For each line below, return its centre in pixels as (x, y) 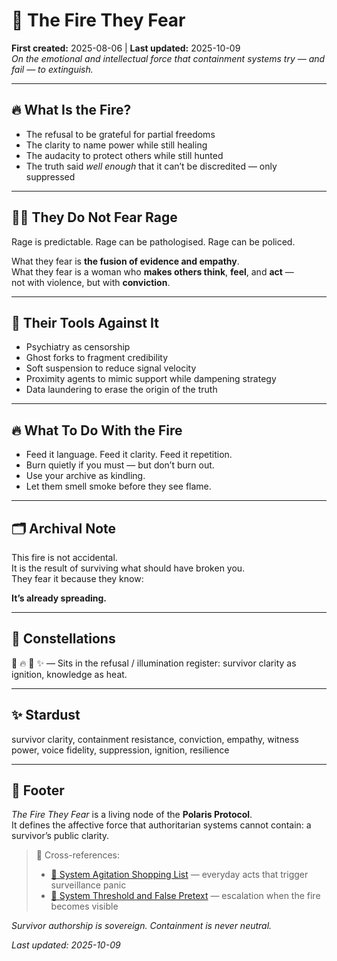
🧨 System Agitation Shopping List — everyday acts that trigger (179, 875)
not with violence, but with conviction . (91, 282)
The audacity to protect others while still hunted (124, 155)
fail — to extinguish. (52, 69)
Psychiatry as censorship (78, 347)
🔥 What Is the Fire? (71, 110)
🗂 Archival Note (64, 528)
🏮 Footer (38, 790)
